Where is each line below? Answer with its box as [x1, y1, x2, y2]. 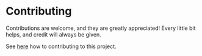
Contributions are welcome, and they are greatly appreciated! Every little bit [5, 24, 196, 32]
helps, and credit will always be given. [5, 30, 101, 38]
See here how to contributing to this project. [5, 43, 117, 50]
